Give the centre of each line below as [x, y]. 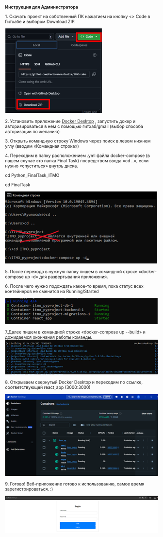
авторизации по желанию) [33, 131]
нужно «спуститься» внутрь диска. [42, 166]
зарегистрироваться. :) [29, 489]
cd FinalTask [18, 185]
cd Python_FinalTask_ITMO [32, 175]
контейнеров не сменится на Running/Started [52, 291]
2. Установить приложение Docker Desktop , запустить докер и [70, 121]
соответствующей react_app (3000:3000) [48, 387]
